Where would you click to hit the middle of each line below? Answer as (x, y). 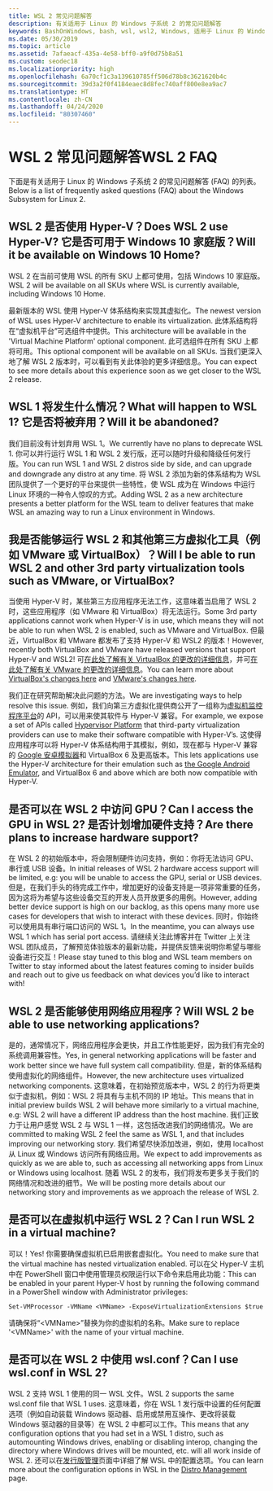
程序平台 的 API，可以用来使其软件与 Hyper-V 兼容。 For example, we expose (136, 716)
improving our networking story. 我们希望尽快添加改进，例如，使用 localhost (136, 1144)
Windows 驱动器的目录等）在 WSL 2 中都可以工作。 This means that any (129, 1424)
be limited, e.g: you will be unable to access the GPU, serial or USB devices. (135, 878)
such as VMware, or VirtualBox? (91, 580)
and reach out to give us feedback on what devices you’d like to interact (129, 975)
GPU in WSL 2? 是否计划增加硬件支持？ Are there (131, 824)
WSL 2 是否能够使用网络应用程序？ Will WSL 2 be (131, 1011)
